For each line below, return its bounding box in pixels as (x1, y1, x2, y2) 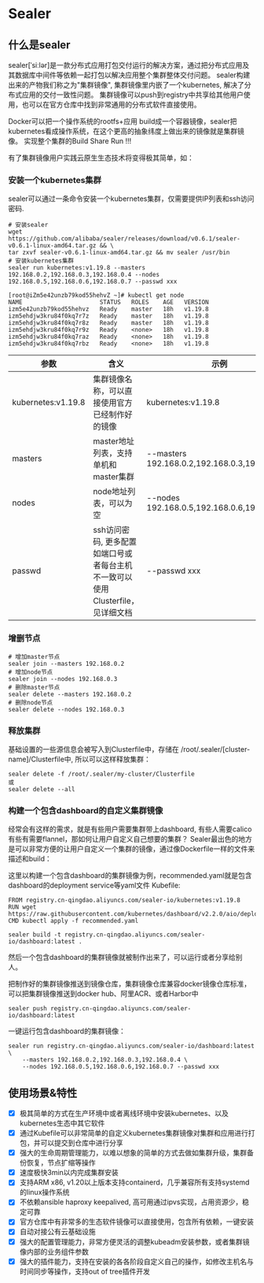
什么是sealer (8, 38, 71, 51)
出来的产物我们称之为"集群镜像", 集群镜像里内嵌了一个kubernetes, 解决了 (8, 80, 245, 89)
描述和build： (8, 854, 53, 864)
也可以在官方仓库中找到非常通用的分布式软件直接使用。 (21, 100, 201, 109)
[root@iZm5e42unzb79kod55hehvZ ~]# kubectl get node (8, 292, 185, 299)
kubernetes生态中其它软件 (19, 1118, 105, 1128)
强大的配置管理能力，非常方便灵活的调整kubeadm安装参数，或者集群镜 (19, 1237, 250, 1246)
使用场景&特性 (8, 1086, 78, 1099)
